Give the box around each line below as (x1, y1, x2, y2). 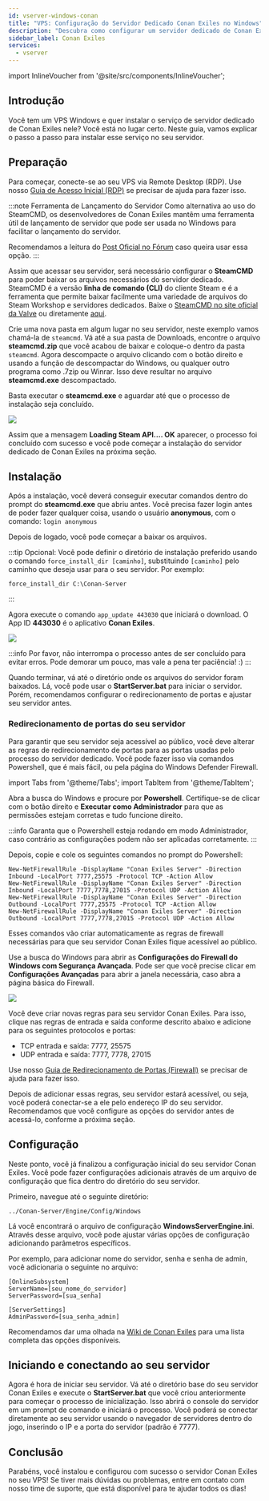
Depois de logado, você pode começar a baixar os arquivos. (8, 532, 207, 541)
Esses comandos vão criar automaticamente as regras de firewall (8, 928, 224, 938)
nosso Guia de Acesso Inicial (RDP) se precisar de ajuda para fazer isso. (8, 185, 247, 195)
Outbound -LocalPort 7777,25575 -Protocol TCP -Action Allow (8, 900, 217, 908)
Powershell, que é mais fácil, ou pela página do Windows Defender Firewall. (8, 762, 259, 771)
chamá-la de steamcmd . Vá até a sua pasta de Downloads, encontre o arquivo (8, 332, 261, 342)
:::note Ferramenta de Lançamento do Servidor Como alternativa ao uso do (8, 201, 256, 211)
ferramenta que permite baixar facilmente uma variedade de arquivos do (8, 292, 248, 301)
